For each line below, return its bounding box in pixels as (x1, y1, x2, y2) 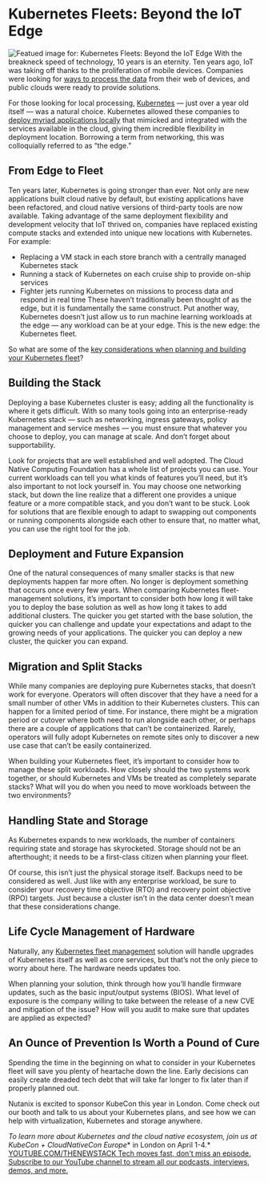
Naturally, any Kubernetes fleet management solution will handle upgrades (8, 946, 254, 956)
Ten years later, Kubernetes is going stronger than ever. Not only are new (8, 185, 250, 195)
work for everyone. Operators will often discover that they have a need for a (8, 689, 258, 699)
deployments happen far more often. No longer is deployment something (8, 577, 249, 587)
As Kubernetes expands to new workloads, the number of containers (8, 835, 235, 844)
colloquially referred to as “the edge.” (8, 140, 132, 150)
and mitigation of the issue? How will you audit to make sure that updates (8, 1004, 250, 1014)
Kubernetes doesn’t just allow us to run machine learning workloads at (19, 311, 252, 321)
